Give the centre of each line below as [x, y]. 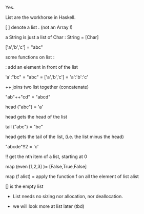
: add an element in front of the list [42, 67]
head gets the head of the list [36, 117]
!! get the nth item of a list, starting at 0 [46, 157]
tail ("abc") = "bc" [24, 127]
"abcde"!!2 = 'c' [22, 147]
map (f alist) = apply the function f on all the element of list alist [72, 176]
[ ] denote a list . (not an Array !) [39, 27]
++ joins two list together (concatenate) [47, 87]
